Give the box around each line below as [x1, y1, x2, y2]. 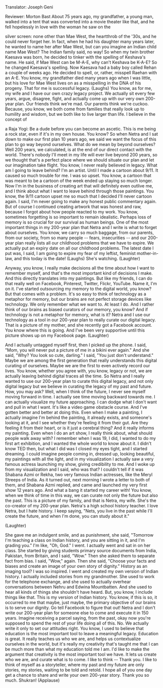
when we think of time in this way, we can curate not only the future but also [5, 493, 158, 498]
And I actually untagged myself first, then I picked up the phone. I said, [5, 342, 147, 348]
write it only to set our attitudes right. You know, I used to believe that [5, 625, 144, 631]
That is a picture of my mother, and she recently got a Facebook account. [5, 322, 152, 328]
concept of [5, 117, 27, 122]
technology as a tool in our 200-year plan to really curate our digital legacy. [5, 317, 156, 323]
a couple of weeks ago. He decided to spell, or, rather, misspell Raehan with [5, 70, 157, 75]
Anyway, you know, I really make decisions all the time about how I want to [5, 265, 155, 271]
